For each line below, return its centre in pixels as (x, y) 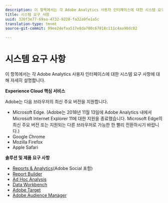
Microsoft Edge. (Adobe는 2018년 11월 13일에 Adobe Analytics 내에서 (82, 112)
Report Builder (27, 174)
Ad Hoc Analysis (29, 179)
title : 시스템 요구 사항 (27, 15)
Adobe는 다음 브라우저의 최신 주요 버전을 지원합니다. (57, 102)
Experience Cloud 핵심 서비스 (35, 91)
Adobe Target (26, 190)
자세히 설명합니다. (28, 80)
